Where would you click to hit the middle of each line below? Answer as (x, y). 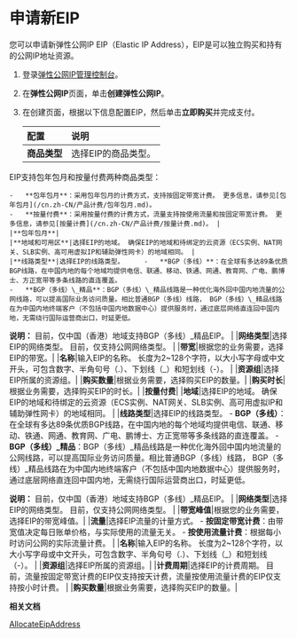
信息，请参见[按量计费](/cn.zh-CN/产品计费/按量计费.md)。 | (118, 224)
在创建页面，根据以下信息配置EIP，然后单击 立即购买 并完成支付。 (141, 112)
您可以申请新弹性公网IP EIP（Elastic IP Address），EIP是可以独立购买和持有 (146, 44)
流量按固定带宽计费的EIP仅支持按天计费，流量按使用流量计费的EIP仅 (149, 576)
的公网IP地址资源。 (44, 55)
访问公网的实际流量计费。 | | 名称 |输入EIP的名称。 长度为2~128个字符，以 (150, 543)
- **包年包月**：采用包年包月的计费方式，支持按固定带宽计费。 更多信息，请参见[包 (148, 195)
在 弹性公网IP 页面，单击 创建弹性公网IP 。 (95, 93)
